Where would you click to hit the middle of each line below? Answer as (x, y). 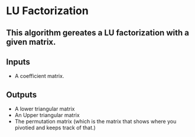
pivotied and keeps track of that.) (55, 128)
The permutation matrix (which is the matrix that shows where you (95, 122)
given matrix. (31, 42)
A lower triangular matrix (45, 109)
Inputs (18, 62)
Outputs (22, 95)
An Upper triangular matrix (47, 115)
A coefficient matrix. (39, 76)
